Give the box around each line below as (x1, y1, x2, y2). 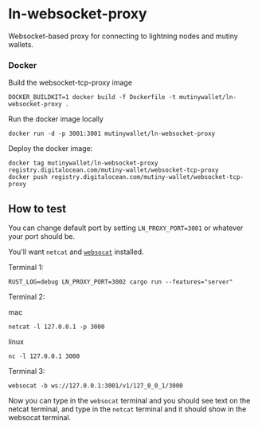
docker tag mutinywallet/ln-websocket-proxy (8, 159, 158, 168)
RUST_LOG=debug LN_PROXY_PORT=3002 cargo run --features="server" (8, 278, 233, 286)
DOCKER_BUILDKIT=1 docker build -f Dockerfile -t (8, 93, 177, 101)
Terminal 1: (8, 263, 44, 272)
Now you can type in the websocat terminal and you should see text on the (8, 396, 251, 406)
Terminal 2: (8, 292, 45, 302)
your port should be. (8, 232, 76, 241)
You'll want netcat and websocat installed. (8, 247, 145, 256)
